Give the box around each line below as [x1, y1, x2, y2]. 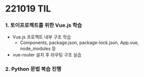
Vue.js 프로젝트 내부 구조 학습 [12, 34, 71, 40]
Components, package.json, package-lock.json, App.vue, [20, 39, 139, 45]
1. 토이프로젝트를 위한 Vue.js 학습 [5, 22, 82, 29]
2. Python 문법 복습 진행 [5, 65, 62, 72]
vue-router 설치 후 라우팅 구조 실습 [12, 52, 82, 58]
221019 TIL [5, 3, 51, 14]
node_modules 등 [20, 45, 56, 51]
